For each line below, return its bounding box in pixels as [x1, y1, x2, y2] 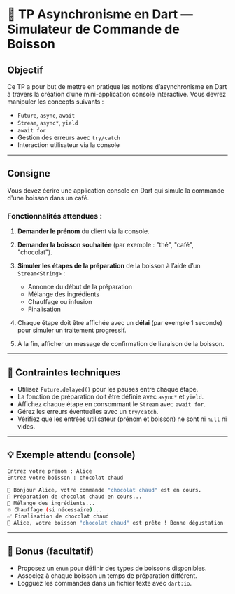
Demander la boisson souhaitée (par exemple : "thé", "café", [17, 241, 194, 249]
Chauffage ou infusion [27, 298, 92, 306]
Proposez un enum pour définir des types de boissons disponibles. [17, 564, 208, 572]
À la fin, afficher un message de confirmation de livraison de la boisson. [17, 340, 225, 348]
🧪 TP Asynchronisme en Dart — [7, 6, 194, 22]
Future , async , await [17, 111, 76, 119]
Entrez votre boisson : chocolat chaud [7, 474, 124, 481]
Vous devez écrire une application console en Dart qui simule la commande [7, 186, 225, 195]
